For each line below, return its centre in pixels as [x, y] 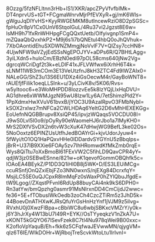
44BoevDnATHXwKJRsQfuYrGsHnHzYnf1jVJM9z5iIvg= [73, 201]
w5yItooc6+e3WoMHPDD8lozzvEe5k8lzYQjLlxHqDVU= [73, 89]
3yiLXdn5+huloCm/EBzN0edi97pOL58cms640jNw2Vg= [73, 58]
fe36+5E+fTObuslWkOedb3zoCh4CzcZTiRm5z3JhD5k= [74, 195]
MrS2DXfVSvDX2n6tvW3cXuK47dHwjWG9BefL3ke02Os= [77, 127]
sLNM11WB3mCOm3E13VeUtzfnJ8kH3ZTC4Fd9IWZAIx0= [76, 71]
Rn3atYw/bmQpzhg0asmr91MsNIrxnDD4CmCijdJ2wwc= [75, 189]
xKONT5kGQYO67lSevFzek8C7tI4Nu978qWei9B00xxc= [74, 220]
